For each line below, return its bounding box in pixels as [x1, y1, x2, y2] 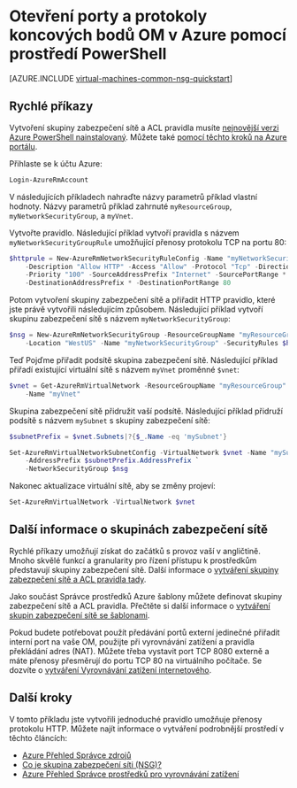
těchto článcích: [9, 732, 68, 743]
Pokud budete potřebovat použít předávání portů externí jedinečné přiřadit [9, 627, 280, 637]
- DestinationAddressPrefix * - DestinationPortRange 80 [25, 279, 232, 288]
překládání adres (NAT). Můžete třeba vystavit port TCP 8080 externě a [9, 645, 270, 656]
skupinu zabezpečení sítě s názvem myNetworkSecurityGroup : [9, 313, 232, 324]
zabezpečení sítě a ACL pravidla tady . [9, 574, 147, 584]
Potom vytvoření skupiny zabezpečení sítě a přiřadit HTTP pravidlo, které [9, 295, 276, 305]
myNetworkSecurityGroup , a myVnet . [9, 210, 134, 220]
